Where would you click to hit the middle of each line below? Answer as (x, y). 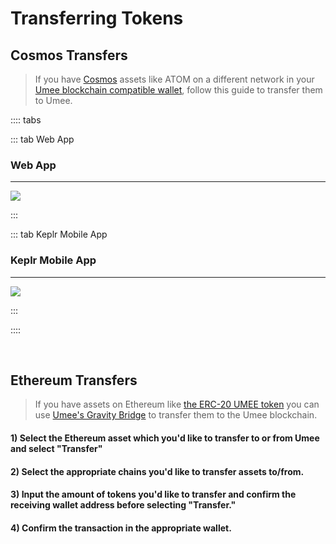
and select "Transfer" (56, 448)
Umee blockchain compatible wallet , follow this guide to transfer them (178, 90)
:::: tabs (26, 120)
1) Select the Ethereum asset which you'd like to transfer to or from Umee (165, 438)
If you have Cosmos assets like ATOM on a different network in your (174, 79)
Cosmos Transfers (69, 55)
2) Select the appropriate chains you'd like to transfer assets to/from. (157, 471)
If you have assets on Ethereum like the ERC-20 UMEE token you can (177, 404)
